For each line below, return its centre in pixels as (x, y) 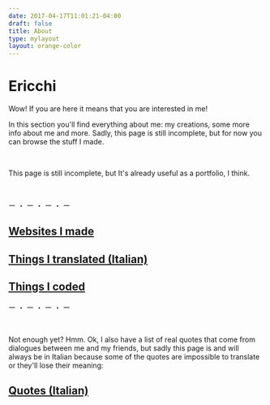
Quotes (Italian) (49, 391)
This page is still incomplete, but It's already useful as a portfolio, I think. (129, 173)
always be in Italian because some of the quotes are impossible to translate (134, 356)
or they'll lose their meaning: (56, 365)
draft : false (30, 24)
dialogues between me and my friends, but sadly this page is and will (124, 348)
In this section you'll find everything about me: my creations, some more (129, 125)
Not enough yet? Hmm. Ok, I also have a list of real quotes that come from (132, 339)
